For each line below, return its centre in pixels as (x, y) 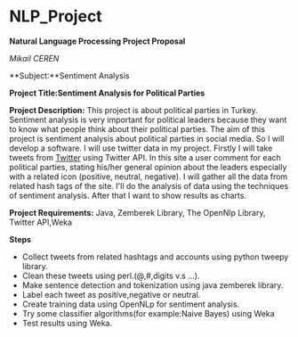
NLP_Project (56, 16)
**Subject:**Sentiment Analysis (70, 75)
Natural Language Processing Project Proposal (97, 41)
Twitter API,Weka (41, 222)
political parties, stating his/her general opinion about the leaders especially (148, 167)
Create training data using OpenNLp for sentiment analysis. (131, 304)
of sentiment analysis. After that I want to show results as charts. (128, 195)
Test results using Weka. (67, 323)
